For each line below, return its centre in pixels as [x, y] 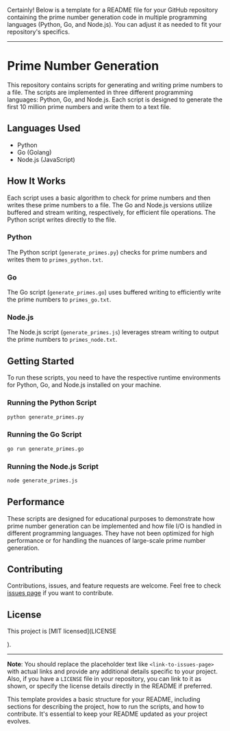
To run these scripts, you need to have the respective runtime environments [114, 378]
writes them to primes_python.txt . [55, 259]
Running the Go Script [44, 434]
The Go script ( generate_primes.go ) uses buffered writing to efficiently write [114, 292]
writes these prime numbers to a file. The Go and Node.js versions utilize [110, 205]
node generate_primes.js [42, 480]
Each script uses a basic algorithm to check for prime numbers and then [109, 198]
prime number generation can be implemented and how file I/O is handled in [115, 526]
